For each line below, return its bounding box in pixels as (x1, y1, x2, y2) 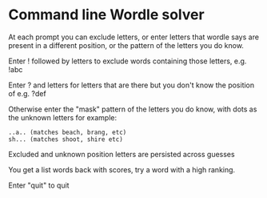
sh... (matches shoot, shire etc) (8, 135, 124, 143)
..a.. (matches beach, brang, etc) (8, 128, 127, 136)
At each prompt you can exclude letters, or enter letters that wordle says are (8, 32, 260, 42)
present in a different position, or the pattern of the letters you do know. (8, 40, 244, 50)
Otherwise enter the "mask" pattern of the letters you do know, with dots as (8, 104, 257, 114)
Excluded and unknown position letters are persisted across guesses (8, 149, 235, 159)
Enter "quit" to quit (8, 180, 70, 190)
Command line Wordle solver (8, 6, 205, 24)
